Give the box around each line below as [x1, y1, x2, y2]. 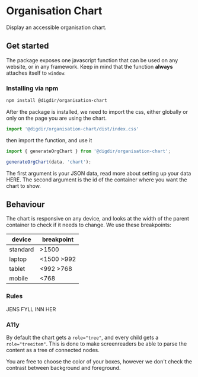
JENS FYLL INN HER [6, 305, 56, 312]
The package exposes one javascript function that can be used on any [6, 56, 178, 63]
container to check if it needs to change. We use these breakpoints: [6, 221, 172, 229]
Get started [6, 41, 49, 51]
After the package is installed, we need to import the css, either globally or [6, 108, 189, 115]
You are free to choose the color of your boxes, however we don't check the [6, 357, 193, 365]
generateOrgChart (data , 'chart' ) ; [6, 159, 92, 165]
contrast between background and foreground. [6, 364, 121, 371]
